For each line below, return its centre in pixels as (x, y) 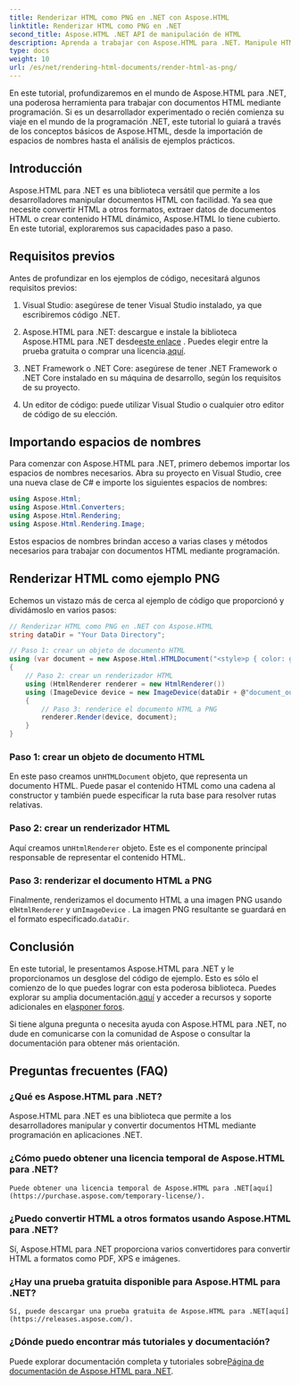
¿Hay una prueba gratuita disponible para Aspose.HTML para (145, 1281)
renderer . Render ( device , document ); (109, 717)
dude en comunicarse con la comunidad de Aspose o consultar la (130, 1033)
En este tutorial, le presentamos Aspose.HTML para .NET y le (122, 969)
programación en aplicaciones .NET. (76, 1135)
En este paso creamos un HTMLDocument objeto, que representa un (129, 776)
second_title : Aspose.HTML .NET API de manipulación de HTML (125, 34)
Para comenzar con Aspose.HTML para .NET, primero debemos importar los (150, 464)
